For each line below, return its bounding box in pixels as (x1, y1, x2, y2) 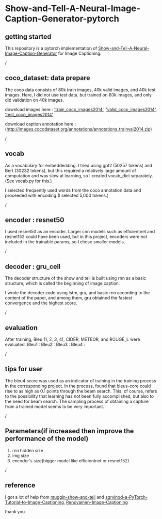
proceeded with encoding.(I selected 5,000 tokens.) (5, 192, 109, 198)
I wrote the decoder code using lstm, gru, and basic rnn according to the (5, 290, 150, 296)
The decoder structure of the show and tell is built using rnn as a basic (5, 275, 146, 281)
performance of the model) (5, 435, 89, 443)
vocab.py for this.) (15, 178, 52, 184)
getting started (5, 32, 51, 41)
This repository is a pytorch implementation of (5, 46, 97, 51)
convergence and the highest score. (5, 300, 78, 306)
